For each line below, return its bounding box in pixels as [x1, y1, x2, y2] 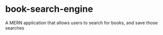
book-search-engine [5, 3, 93, 15]
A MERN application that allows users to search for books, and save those [5, 20, 158, 26]
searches [5, 25, 25, 31]
